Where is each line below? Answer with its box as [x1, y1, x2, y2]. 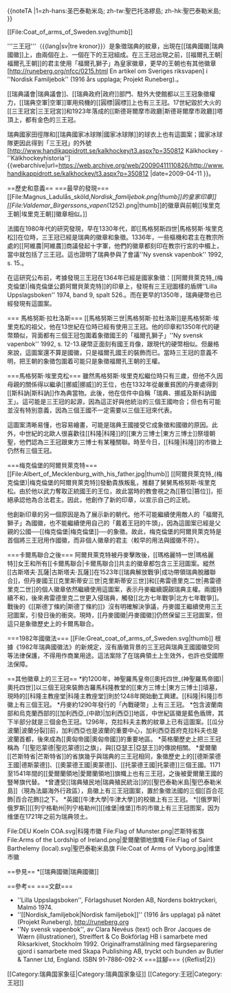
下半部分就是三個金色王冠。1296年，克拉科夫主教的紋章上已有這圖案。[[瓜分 [7, 718, 224, 726]
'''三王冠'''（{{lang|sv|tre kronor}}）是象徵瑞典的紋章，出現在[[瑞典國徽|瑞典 [7, 42, 224, 50]
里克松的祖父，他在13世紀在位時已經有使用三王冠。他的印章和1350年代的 [7, 323, 214, 331]
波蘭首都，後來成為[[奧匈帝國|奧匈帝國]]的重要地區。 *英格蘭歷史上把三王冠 [7, 735, 222, 743]
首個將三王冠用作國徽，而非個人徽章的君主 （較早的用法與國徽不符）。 [7, 536, 203, 544]
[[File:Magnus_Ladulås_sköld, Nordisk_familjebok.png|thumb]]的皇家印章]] [7, 193, 217, 200]
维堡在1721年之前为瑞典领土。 [7, 813, 91, 820]
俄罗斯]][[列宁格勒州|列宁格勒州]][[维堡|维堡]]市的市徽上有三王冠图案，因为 [7, 804, 220, 812]
